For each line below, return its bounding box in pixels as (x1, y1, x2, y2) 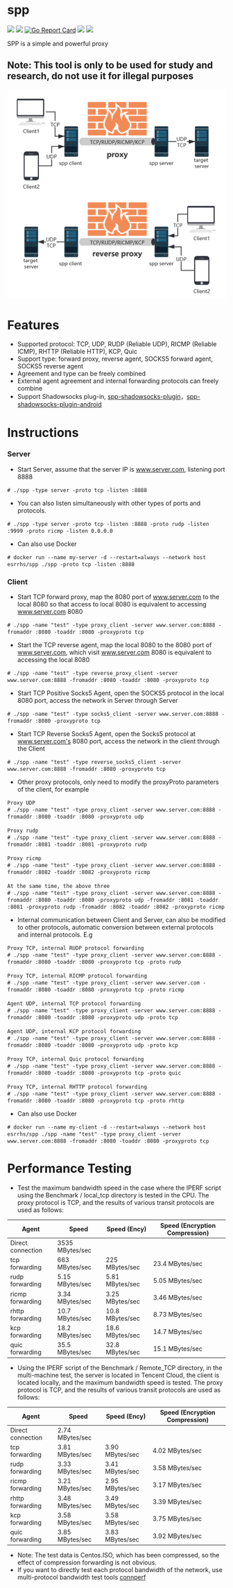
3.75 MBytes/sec (152, 1514, 202, 1523)
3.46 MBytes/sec (153, 1293, 203, 1302)
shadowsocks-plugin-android (17, 400, 102, 409)
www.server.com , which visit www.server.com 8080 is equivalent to (17, 648, 212, 657)
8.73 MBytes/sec (153, 1310, 203, 1319)
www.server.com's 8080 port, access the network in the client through (17, 737, 220, 746)
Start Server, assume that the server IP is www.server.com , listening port (17, 465, 225, 473)
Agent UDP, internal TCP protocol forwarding (7, 1000, 141, 1007)
